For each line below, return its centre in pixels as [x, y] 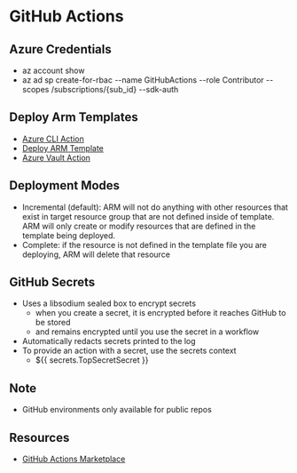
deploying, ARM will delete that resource [96, 254]
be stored [53, 323]
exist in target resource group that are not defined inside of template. [148, 216]
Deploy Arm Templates [74, 117]
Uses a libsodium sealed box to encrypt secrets [109, 303]
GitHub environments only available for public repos [117, 410]
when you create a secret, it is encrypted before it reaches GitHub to [160, 313]
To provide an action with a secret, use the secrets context [129, 351]
